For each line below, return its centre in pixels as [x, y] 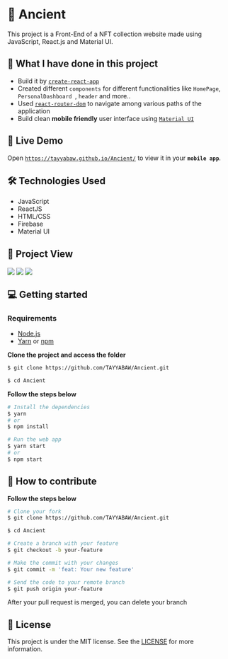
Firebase [30, 224]
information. [25, 649]
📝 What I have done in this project [82, 64]
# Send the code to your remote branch [66, 582]
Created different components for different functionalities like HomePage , [119, 88]
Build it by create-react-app [58, 81]
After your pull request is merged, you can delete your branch [97, 602]
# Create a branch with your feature [63, 544]
